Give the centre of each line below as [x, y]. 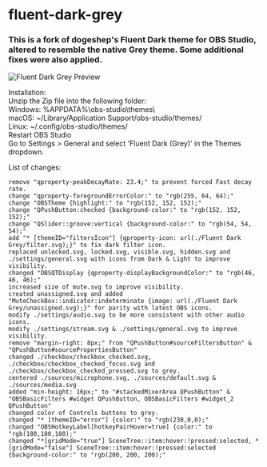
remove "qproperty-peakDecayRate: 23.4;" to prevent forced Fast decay [130, 182]
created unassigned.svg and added [66, 294]
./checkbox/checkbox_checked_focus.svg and [82, 364]
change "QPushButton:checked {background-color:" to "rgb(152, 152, [125, 210]
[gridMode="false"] [41, 448]
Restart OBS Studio [40, 135]
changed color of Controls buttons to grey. [84, 413]
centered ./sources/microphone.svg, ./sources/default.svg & [112, 378]
